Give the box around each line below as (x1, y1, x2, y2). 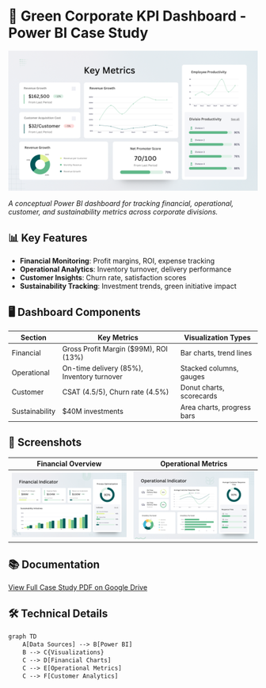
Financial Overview (36, 459, 102, 469)
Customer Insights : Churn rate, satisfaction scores (19, 273, 187, 283)
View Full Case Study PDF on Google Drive (8, 583, 148, 592)
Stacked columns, (180, 363, 239, 373)
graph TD (8, 633, 37, 640)
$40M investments (62, 407, 124, 416)
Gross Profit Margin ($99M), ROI (62, 344, 169, 353)
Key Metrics (97, 333, 139, 342)
